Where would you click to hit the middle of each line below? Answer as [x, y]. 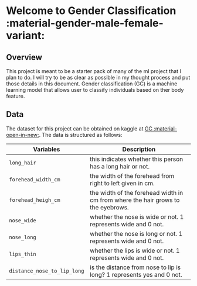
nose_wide [23, 220]
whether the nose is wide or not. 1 [137, 216]
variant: [26, 36]
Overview [24, 57]
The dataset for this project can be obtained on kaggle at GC [79, 128]
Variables [47, 149]
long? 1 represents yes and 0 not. [136, 274]
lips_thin [23, 254]
